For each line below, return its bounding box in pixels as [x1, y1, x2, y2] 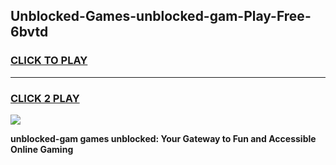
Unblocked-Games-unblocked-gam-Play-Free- [10, 8, 312, 25]
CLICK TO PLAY [10, 54, 88, 68]
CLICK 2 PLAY [10, 91, 80, 105]
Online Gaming [10, 143, 74, 155]
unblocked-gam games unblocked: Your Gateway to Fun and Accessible [10, 132, 317, 144]
